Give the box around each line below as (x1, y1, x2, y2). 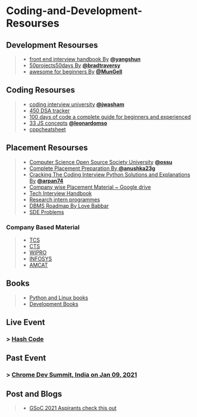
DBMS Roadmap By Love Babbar (29, 202, 109, 209)
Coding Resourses (6, 85, 75, 95)
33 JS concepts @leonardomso (29, 119, 108, 126)
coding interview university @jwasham (29, 101, 125, 108)
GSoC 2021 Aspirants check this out (29, 405, 117, 412)
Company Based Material (6, 223, 80, 231)
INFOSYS (29, 255, 52, 262)
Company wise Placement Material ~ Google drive (29, 184, 151, 191)
